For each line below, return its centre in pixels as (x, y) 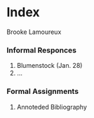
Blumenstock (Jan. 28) (49, 66)
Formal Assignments (42, 91)
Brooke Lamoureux (34, 32)
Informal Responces (42, 50)
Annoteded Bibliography (52, 107)
